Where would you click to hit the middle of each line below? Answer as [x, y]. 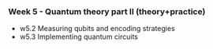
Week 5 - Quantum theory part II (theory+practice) [107, 12]
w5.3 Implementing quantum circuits [79, 37]
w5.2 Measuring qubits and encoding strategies [97, 29]
